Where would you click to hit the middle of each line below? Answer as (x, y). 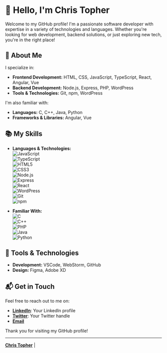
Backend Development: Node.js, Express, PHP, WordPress (73, 88)
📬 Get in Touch (30, 287)
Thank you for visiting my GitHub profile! (47, 331)
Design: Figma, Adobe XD (39, 270)
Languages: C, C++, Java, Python (47, 112)
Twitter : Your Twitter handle (41, 316)
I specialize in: (20, 67)
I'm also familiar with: (27, 103)
